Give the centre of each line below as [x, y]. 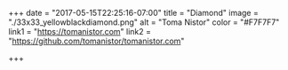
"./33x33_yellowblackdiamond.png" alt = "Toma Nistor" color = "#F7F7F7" [144, 22]
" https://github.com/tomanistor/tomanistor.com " [96, 41]
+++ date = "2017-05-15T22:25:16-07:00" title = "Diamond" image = [133, 13]
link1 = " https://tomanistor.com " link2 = [80, 31]
